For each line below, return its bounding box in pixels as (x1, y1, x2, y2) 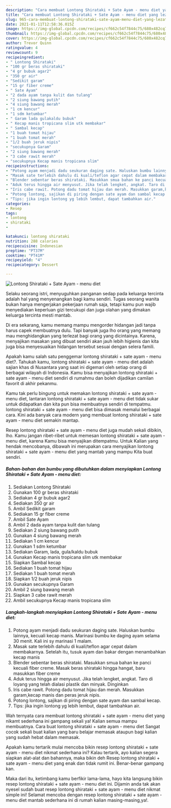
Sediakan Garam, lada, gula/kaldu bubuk (13, 548, 98, 554)
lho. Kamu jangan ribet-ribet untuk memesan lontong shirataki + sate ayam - (6, 432, 165, 439)
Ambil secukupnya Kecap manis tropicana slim (13, 597, 111, 603)
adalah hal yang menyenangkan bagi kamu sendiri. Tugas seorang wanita (6, 296, 159, 302)
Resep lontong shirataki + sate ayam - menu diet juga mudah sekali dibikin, (6, 427, 163, 433)
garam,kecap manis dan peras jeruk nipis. (13, 692, 101, 698)
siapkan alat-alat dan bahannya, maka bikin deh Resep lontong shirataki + (6, 755, 160, 761)
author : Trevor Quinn (6, 41, 52, 46)
